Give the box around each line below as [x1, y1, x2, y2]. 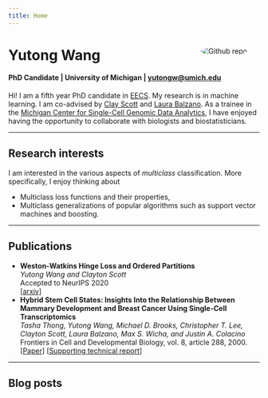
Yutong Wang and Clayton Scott [19, 269, 127, 279]
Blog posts [8, 376, 62, 390]
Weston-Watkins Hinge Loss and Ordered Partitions [19, 261, 195, 270]
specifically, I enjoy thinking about [8, 177, 120, 186]
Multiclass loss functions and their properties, [19, 192, 171, 201]
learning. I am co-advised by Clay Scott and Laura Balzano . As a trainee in [8, 99, 253, 109]
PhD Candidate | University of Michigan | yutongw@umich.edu [8, 73, 222, 82]
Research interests [8, 147, 104, 161]
